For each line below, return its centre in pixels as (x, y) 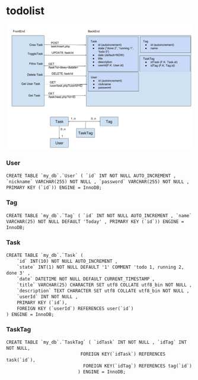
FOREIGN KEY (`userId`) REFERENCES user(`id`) (75, 308)
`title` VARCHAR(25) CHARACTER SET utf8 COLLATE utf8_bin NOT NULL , (105, 285)
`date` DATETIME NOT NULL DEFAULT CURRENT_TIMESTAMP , (86, 279)
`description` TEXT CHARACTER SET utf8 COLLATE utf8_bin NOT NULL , (103, 291)
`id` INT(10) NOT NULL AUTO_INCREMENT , (67, 261)
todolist (25, 11)
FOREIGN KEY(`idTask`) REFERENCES (123, 354)
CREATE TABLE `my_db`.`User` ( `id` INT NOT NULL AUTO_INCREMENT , (91, 176)
